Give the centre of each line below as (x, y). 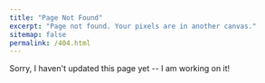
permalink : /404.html (50, 43)
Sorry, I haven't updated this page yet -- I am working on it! (120, 69)
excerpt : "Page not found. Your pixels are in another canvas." (133, 26)
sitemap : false (38, 34)
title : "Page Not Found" (56, 18)
